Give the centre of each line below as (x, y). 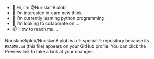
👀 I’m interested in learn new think (47, 13)
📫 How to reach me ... (35, 29)
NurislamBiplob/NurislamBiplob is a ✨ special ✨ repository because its (77, 40)
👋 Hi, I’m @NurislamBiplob (39, 8)
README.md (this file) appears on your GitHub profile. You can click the (76, 46)
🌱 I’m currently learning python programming (58, 18)
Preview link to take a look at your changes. (50, 51)
